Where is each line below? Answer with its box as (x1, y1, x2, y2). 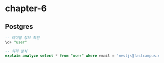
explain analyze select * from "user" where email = (5, 53, 115, 58)
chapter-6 (5, 3, 47, 14)
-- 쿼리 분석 (5, 48, 28, 54)
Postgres (5, 22, 33, 31)
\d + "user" (5, 40, 27, 44)
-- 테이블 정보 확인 (5, 35, 40, 40)
